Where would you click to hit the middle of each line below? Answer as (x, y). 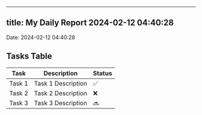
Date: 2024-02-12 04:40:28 (41, 37)
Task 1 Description (60, 83)
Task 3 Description (60, 103)
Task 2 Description (60, 93)
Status (103, 73)
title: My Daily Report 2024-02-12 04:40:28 (90, 23)
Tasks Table (29, 56)
